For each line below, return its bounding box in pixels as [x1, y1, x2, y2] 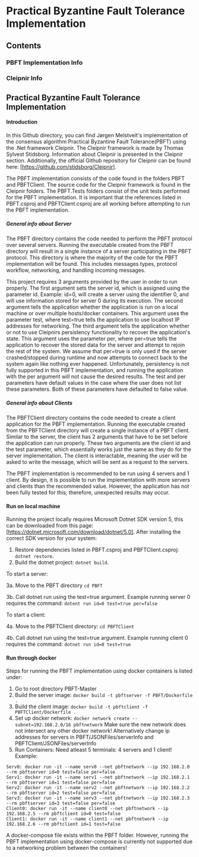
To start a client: [6, 611, 46, 619]
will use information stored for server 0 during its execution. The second [6, 297, 183, 304]
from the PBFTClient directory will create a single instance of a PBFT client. [6, 426, 190, 434]
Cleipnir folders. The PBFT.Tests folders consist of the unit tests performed [6, 187, 190, 194]
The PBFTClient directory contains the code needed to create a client [6, 414, 176, 421]
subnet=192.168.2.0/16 [14, 722, 71, 728]
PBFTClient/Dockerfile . [14, 710, 77, 715]
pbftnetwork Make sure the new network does [73, 721, 186, 728]
